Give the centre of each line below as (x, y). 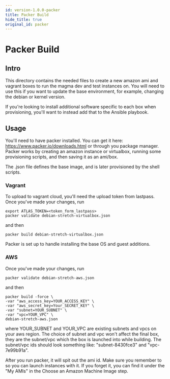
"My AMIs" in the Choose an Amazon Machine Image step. (67, 371)
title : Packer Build (27, 15)
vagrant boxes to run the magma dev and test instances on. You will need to (85, 86)
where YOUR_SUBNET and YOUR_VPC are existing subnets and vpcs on (81, 328)
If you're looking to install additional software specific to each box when (81, 107)
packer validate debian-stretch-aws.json (50, 278)
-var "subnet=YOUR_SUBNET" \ (36, 310)
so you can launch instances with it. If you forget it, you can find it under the (85, 365)
